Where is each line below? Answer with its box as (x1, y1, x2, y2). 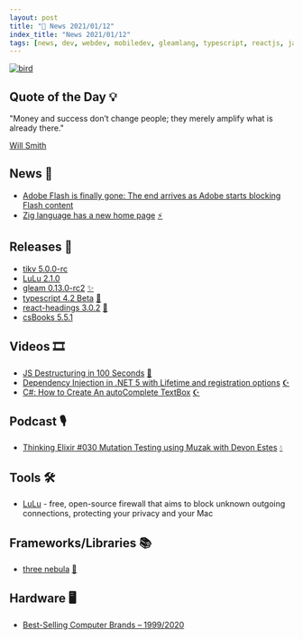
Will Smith (9, 141, 47, 151)
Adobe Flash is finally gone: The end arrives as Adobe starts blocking (22, 190, 281, 201)
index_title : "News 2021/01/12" (9, 30, 131, 39)
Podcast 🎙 (9, 414, 67, 429)
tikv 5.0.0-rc (22, 263, 69, 274)
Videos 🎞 (9, 339, 65, 354)
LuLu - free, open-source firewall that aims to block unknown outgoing (22, 498, 286, 509)
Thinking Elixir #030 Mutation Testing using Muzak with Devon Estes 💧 (22, 443, 283, 453)
